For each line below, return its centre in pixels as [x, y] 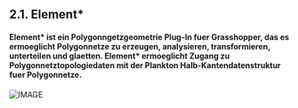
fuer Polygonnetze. [46, 74]
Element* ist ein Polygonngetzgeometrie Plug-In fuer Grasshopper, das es [149, 37]
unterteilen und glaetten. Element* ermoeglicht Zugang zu [120, 56]
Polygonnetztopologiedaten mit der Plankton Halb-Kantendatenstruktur [145, 65]
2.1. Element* [47, 15]
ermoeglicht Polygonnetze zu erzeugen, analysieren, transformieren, [140, 46]
